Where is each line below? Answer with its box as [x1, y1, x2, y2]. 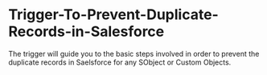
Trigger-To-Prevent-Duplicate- [8, 6, 219, 24]
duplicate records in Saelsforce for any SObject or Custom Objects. [8, 57, 232, 67]
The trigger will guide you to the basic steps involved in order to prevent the [8, 49, 260, 58]
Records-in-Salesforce [8, 22, 165, 41]
